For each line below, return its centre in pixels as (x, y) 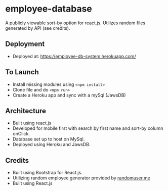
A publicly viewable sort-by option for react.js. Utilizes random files (75, 23)
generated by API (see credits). (38, 28)
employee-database (49, 9)
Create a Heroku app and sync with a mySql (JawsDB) (69, 95)
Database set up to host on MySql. (49, 139)
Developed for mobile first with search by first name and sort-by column (88, 128)
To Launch (22, 72)
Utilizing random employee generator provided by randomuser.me (81, 178)
